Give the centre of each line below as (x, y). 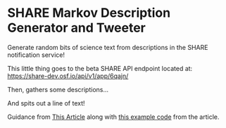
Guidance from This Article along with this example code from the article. (113, 117)
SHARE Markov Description (89, 13)
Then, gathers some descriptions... (58, 89)
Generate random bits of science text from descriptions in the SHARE (108, 47)
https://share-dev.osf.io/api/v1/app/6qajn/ (68, 76)
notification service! (36, 55)
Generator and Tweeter (77, 28)
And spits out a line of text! (46, 103)
